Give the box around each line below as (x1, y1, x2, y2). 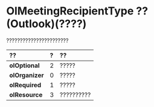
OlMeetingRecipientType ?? (6, 4, 149, 18)
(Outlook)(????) (6, 17, 87, 31)
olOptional (9, 61, 40, 70)
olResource (9, 90, 43, 99)
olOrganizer (9, 71, 44, 79)
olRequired (9, 81, 42, 89)
